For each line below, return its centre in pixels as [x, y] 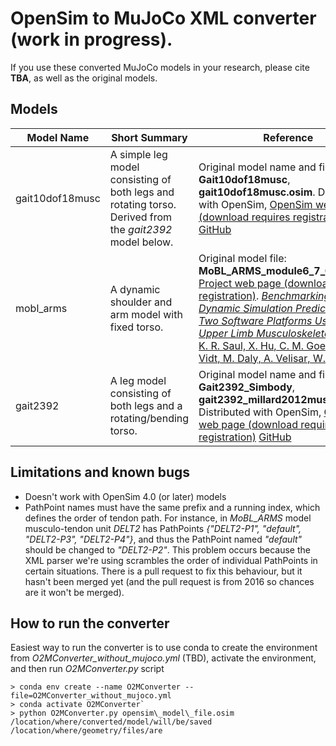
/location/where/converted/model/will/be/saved [111, 722]
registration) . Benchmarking [264, 295]
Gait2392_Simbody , [247, 387]
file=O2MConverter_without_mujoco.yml [91, 696]
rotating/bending [149, 418]
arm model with [146, 314]
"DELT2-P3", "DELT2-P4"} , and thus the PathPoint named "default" [163, 539]
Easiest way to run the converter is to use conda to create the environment [164, 648]
